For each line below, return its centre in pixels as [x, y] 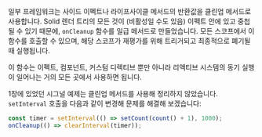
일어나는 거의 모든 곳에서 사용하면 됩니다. [79, 77]
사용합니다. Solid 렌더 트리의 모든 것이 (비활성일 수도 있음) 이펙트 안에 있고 [122, 21]
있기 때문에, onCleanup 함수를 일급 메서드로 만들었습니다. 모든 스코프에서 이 [140, 31]
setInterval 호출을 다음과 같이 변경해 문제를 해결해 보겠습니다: [105, 103]
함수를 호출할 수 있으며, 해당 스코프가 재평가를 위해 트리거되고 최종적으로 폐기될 [129, 41]
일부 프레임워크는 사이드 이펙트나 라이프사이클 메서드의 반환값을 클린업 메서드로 [130, 11]
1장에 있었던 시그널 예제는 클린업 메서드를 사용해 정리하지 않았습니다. [113, 94]
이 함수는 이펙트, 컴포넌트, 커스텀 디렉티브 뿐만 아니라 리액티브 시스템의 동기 [124, 67]
